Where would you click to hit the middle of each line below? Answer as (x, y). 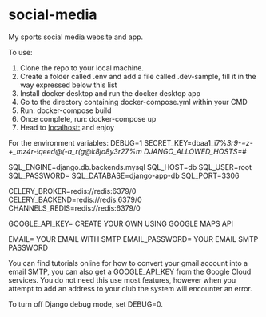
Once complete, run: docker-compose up (88, 118)
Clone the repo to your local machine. (81, 68)
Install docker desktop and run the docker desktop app (110, 93)
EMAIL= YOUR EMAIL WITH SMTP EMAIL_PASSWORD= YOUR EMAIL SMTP (133, 239)
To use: (21, 52)
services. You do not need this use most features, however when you (122, 280)
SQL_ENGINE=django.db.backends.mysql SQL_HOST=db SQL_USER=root (130, 167)
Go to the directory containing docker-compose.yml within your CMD (133, 102)
